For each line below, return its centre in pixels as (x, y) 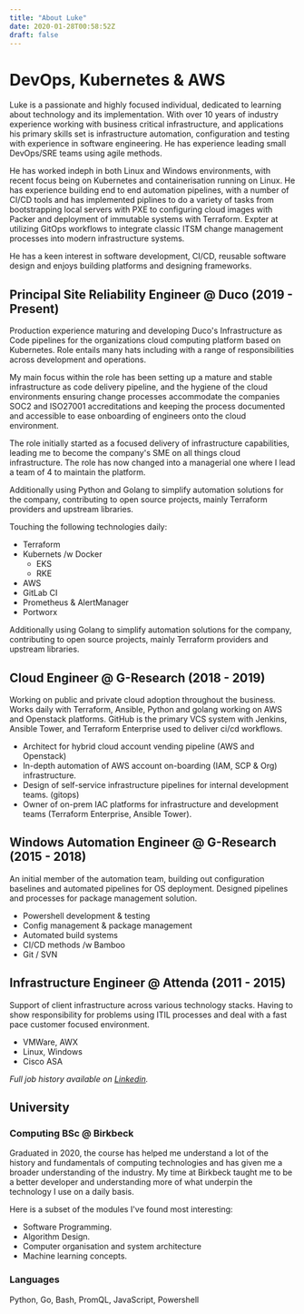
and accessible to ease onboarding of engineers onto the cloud (128, 416)
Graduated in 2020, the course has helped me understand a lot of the (139, 1153)
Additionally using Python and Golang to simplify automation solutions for (147, 490)
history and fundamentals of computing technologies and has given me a (146, 1163)
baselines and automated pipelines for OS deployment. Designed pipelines (149, 888)
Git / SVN (40, 954)
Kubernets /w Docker (62, 554)
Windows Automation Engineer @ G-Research (143, 843)
